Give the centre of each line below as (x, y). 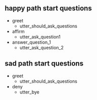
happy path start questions (48, 8)
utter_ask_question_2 (41, 47)
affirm (18, 31)
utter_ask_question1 (40, 37)
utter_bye (30, 92)
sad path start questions (44, 64)
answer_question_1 (31, 42)
